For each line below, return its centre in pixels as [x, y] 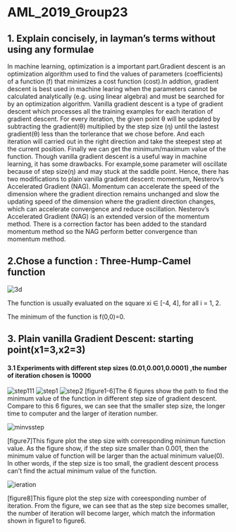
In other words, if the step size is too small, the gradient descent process [113, 463]
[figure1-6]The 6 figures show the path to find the [156, 391]
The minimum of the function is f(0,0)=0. [66, 317]
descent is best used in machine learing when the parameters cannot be [112, 89]
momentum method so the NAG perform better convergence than [102, 231]
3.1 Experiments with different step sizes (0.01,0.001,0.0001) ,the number [117, 367]
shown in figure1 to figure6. [47, 521]
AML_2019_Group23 [68, 12]
